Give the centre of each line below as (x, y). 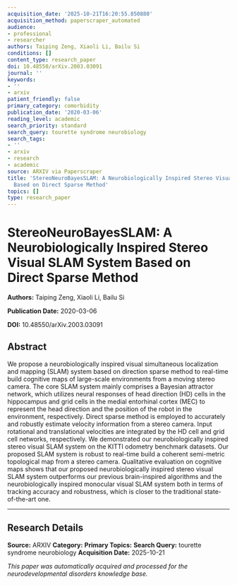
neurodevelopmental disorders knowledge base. (78, 574)
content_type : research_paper (52, 60)
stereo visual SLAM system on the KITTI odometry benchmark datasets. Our (118, 447)
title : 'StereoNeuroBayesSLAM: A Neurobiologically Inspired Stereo (110, 178)
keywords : (22, 79)
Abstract (27, 347)
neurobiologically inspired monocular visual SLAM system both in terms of (115, 484)
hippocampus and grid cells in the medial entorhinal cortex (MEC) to (107, 401)
